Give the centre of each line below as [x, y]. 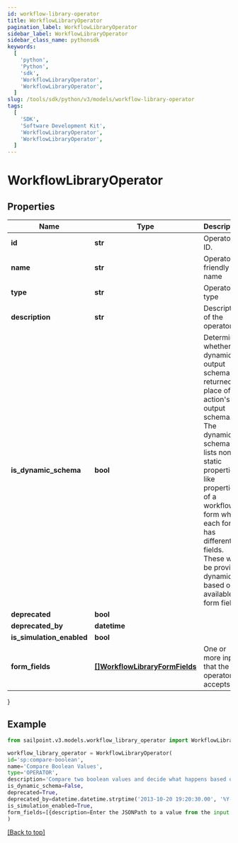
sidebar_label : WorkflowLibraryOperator [68, 34]
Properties [31, 206]
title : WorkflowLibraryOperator [55, 21]
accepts [216, 684]
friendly [216, 268]
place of [217, 391]
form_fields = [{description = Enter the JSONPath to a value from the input [119, 812]
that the [216, 667]
